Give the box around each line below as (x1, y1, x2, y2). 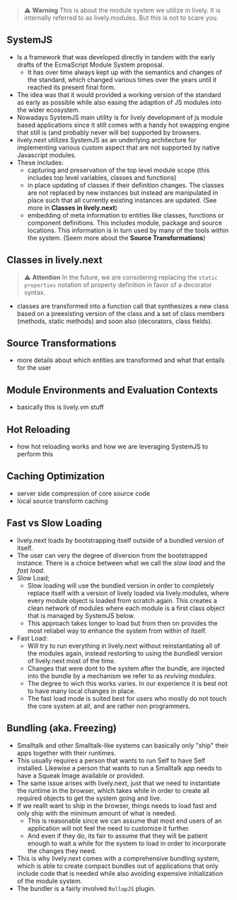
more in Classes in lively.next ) (27, 203, 118, 212)
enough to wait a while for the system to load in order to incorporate (27, 839, 226, 848)
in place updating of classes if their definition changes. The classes (27, 181, 224, 189)
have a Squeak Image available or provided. (16, 771, 145, 780)
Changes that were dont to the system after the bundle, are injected (27, 664, 225, 673)
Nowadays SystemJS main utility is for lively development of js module (16, 113, 224, 121)
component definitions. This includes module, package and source (27, 218, 222, 227)
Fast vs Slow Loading (6, 517, 103, 529)
